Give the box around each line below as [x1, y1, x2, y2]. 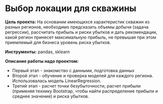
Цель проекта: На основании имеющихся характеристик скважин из [5, 19, 150, 25]
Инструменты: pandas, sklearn [5, 49, 70, 55]
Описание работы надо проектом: [5, 58, 79, 64]
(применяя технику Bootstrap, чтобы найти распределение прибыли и [12, 88, 158, 94]
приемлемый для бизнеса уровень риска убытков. [5, 39, 111, 45]
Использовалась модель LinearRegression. [12, 78, 101, 84]
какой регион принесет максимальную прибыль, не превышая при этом [5, 34, 157, 40]
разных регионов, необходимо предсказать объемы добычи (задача [5, 24, 149, 30]
